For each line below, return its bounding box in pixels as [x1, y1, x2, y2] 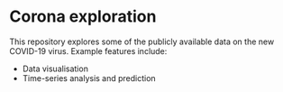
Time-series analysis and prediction [22, 72, 156, 83]
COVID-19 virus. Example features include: [9, 45, 168, 56]
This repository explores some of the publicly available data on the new [9, 36, 275, 47]
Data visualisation [22, 63, 88, 74]
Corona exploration [9, 6, 157, 27]
